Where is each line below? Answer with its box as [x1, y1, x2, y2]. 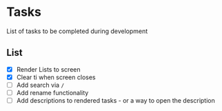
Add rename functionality [16, 88, 89, 97]
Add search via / [16, 81, 65, 89]
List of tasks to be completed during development [6, 27, 148, 35]
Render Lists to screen [16, 65, 81, 73]
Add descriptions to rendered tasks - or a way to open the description [16, 97, 215, 104]
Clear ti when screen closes [16, 73, 96, 81]
